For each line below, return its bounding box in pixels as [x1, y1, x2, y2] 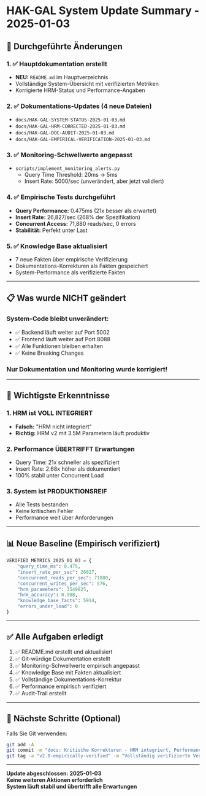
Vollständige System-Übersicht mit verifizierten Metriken [15, 80, 159, 87]
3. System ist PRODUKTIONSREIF [6, 487, 107, 495]
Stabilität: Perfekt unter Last [15, 226, 88, 234]
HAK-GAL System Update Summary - [6, 4, 200, 18]
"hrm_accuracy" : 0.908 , [17, 592, 78, 598]
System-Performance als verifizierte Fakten [15, 269, 126, 276]
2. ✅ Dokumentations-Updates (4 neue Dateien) [6, 102, 152, 110]
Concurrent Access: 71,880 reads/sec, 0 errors [15, 220, 136, 227]
